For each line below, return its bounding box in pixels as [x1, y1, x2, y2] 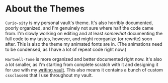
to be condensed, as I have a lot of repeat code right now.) [5, 46, 127, 52]
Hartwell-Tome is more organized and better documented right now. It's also [5, 56, 162, 62]
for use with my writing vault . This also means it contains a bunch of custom [5, 66, 163, 73]
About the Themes [5, 3, 85, 15]
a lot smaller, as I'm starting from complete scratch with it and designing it [5, 61, 158, 67]
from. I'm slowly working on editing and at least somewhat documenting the [5, 30, 163, 36]
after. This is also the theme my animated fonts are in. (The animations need [5, 41, 162, 47]
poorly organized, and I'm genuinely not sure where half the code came [5, 25, 154, 31]
